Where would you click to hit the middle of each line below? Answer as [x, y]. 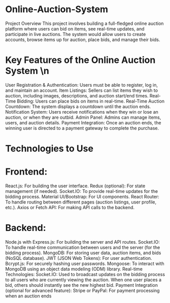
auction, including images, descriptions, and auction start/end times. [77, 95]
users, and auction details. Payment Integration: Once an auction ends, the [83, 122]
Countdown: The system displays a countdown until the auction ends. [78, 106]
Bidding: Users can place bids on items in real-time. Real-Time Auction [91, 101]
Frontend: [26, 172]
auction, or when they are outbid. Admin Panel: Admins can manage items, [83, 117]
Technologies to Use [49, 149]
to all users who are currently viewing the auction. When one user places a [83, 280]
